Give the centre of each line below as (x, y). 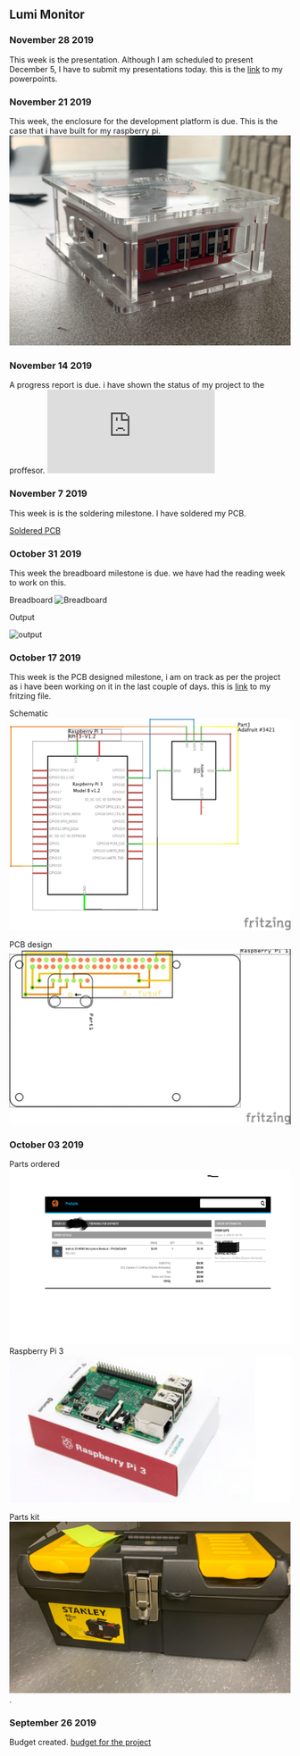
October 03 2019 (47, 1145)
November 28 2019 (51, 40)
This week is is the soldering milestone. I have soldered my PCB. (128, 513)
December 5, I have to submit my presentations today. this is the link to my (146, 69)
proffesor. (27, 471)
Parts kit (25, 1517)
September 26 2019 (53, 1722)
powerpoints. (33, 79)
